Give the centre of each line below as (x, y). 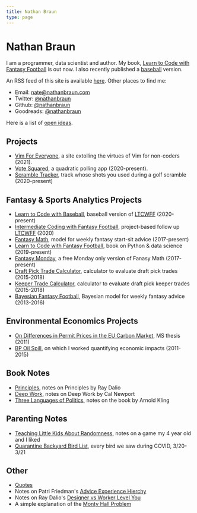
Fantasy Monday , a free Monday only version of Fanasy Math (90, 259)
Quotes (24, 485)
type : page (20, 17)
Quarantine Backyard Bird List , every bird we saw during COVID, (93, 446)
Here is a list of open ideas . (39, 123)
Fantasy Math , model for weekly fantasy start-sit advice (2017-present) (102, 240)
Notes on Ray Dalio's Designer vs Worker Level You (78, 498)
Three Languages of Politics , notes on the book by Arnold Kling (92, 400)
